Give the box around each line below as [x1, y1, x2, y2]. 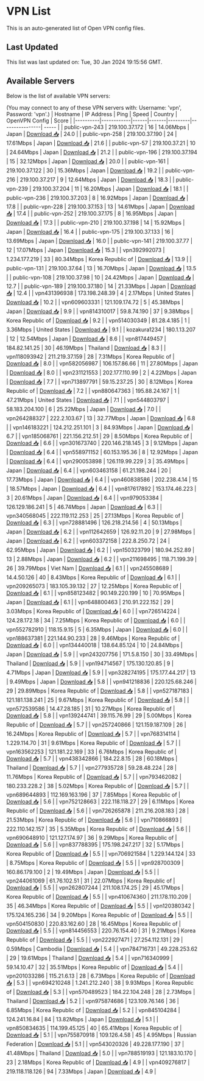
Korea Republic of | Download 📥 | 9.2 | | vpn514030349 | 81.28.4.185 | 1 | [6, 317, 190, 324]
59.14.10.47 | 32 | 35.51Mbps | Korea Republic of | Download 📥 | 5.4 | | [6, 963, 183, 971]
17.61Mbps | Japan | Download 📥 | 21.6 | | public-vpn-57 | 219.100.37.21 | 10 [6, 139, 196, 147]
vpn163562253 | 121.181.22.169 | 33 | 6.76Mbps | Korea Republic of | [6, 748, 177, 755]
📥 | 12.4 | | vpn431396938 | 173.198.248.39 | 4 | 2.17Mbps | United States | [6, 289, 194, 297]
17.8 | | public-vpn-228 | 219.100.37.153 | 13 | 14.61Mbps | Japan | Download [6, 203, 195, 210]
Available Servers [6, 76, 75, 86]
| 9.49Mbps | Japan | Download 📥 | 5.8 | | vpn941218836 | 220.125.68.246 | [6, 678, 197, 685]
